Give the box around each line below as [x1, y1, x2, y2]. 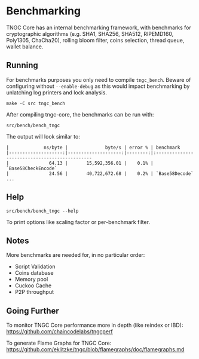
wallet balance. [6, 43, 44, 50]
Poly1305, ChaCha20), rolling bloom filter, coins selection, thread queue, [6, 36, 185, 44]
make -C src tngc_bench [6, 100, 66, 106]
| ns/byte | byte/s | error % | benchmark [6, 145, 180, 151]
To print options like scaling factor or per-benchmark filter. [6, 218, 151, 225]
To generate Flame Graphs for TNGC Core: [6, 339, 112, 347]
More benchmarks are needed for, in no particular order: [6, 251, 145, 259]
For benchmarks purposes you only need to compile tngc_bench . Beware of [6, 76, 191, 83]
